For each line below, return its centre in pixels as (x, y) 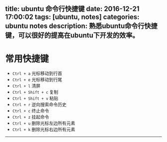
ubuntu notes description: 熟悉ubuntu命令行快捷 (81, 26)
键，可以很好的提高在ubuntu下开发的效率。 (72, 36)
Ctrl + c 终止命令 (31, 111)
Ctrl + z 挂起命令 (31, 117)
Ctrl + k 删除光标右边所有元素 (44, 130)
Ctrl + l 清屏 (26, 86)
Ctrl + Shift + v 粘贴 (35, 98)
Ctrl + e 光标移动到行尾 (37, 80)
